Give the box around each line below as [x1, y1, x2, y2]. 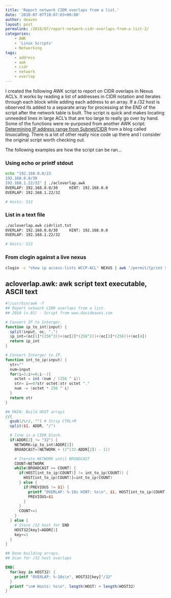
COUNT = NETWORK [14, 461, 44, 466]
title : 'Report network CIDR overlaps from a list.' [5, 7, 120, 13]
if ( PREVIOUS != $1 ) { [23, 485, 70, 490]
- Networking [14, 45, 42, 51]
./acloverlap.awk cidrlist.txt [5, 223, 72, 228]
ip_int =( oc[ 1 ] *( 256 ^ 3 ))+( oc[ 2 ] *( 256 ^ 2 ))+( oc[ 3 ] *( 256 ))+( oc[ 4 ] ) [10, 334, 147, 339]
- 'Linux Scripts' [14, 41, 53, 46]
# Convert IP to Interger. [5, 320, 63, 325]
